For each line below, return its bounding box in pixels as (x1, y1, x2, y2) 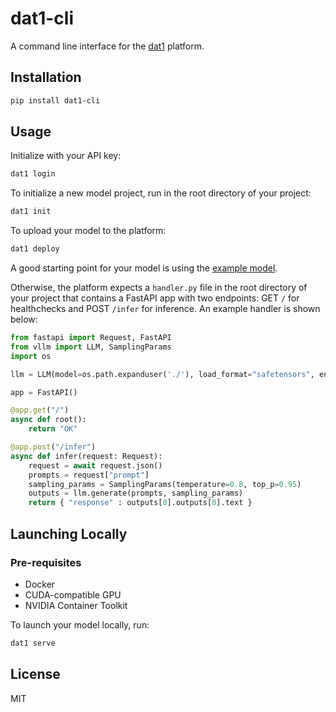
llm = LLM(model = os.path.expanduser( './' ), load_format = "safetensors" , (10, 369, 315, 379)
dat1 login (10, 169, 56, 179)
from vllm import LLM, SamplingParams (10, 342, 172, 352)
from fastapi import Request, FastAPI (10, 333, 172, 343)
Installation (10, 69, 82, 86)
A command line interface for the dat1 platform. (10, 40, 205, 52)
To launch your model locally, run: (10, 618, 150, 631)
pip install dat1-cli (10, 95, 101, 106)
